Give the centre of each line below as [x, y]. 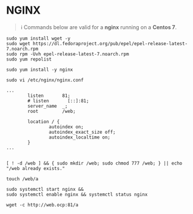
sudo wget [18, 43]
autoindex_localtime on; [80, 137]
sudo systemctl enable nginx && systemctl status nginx [77, 194]
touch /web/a [22, 179]
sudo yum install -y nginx [40, 70]
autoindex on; [66, 127]
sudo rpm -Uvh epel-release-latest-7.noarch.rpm [68, 54]
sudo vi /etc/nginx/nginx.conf [45, 80]
